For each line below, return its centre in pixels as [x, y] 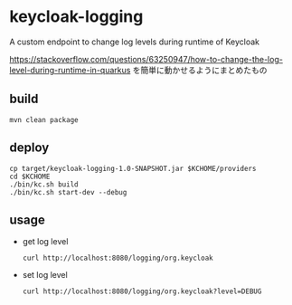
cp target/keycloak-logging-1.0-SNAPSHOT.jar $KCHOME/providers [133, 168]
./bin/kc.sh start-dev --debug [68, 192]
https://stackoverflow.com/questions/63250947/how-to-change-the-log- [146, 59]
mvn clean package [44, 119]
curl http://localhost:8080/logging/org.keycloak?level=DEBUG [142, 291]
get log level [45, 242]
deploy [29, 148]
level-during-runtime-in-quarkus [70, 70]
